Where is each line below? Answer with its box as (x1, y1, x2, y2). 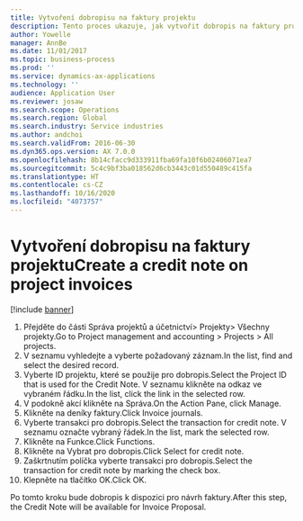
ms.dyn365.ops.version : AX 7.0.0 (10, 147, 136, 156)
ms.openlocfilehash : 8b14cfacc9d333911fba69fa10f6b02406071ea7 (10, 155, 253, 165)
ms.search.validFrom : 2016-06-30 (10, 139, 136, 148)
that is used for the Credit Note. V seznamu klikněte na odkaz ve (22, 379, 263, 390)
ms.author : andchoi (10, 130, 84, 139)
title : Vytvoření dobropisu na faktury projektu (10, 13, 196, 22)
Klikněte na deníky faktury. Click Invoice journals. (22, 407, 203, 418)
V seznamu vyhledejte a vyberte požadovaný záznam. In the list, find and (22, 350, 293, 361)
